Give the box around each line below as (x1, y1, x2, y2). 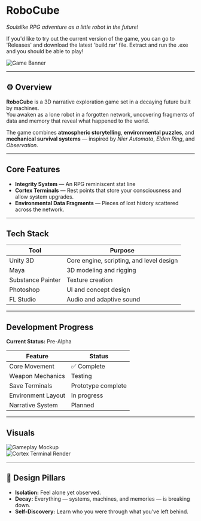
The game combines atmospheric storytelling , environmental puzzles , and (6, 129, 194, 136)
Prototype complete (71, 382, 127, 390)
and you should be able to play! (6, 47, 84, 54)
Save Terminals (9, 382, 53, 390)
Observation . (6, 141, 39, 148)
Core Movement (9, 362, 55, 371)
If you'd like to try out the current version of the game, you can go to (6, 35, 175, 42)
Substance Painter (9, 276, 61, 284)
